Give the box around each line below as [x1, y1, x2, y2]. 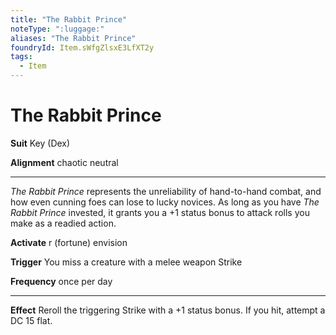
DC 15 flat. [10, 314, 53, 326]
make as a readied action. [10, 217, 117, 229]
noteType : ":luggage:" [10, 24, 105, 34]
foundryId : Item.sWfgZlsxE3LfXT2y [10, 42, 155, 53]
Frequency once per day [10, 275, 113, 287]
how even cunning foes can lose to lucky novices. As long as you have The [10, 196, 320, 208]
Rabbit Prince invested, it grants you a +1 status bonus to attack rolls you [10, 206, 310, 218]
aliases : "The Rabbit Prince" [10, 33, 137, 43]
